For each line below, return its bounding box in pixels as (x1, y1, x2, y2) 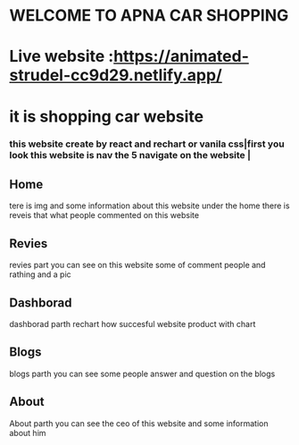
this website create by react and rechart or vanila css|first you (9, 138, 285, 150)
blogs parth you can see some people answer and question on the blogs (9, 368, 276, 379)
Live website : (9, 46, 114, 67)
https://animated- (112, 46, 250, 67)
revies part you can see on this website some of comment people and (9, 260, 266, 271)
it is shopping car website (9, 106, 204, 126)
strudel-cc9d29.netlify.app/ (9, 65, 223, 86)
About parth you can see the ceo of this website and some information (9, 417, 270, 429)
